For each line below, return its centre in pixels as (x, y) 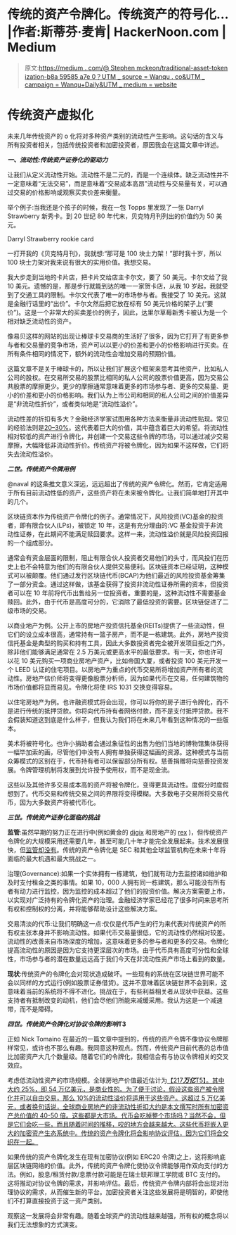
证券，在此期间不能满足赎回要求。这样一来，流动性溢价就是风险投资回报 (124, 534)
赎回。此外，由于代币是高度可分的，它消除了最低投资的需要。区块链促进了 (115, 602)
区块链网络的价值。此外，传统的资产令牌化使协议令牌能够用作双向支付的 (118, 1165)
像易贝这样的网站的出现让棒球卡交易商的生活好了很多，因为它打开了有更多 (115, 336)
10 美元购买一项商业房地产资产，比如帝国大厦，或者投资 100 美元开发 (121, 660)
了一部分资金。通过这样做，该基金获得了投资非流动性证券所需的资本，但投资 (118, 584)
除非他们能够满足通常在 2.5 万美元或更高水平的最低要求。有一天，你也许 (112, 652)
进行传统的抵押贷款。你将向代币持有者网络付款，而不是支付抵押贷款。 (114, 711)
